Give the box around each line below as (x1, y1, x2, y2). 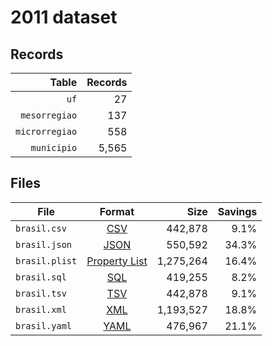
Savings (217, 204, 258, 218)
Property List (86, 254, 148, 268)
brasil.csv (15, 222, 67, 234)
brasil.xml (15, 304, 67, 315)
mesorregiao (20, 110, 78, 121)
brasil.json (15, 239, 73, 250)
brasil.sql (15, 271, 67, 283)
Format (99, 204, 135, 218)
